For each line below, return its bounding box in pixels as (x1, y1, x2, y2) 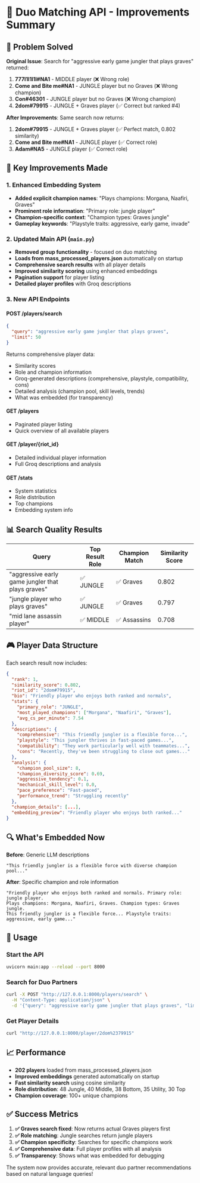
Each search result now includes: (6, 659, 87, 666)
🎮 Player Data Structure (6, 640, 98, 650)
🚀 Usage (6, 932, 37, 942)
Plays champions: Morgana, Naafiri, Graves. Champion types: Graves (6, 901, 180, 907)
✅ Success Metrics (6, 1109, 79, 1119)
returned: (6, 64, 29, 71)
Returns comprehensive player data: (6, 351, 95, 358)
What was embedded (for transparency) (14, 394, 114, 401)
